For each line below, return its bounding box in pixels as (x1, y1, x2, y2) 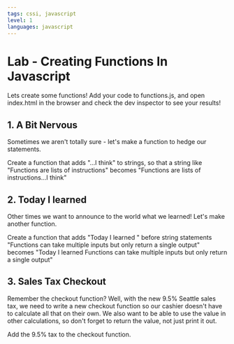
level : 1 (7, 17, 33, 24)
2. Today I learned (7, 194, 87, 206)
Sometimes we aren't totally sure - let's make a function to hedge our (7, 138, 207, 146)
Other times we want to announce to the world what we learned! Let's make (7, 212, 226, 220)
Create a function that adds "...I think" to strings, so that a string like (7, 159, 203, 167)
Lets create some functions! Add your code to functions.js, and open (7, 92, 205, 100)
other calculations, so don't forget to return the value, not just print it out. (7, 316, 217, 325)
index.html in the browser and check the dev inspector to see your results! (7, 99, 221, 107)
